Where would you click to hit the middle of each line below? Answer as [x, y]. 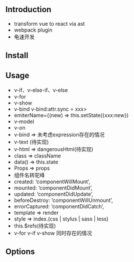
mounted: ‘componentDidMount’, [53, 188]
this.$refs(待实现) [35, 226]
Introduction [29, 10]
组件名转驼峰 [29, 175]
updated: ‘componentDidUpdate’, [54, 194]
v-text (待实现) [31, 142]
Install [17, 56]
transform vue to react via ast [49, 23]
